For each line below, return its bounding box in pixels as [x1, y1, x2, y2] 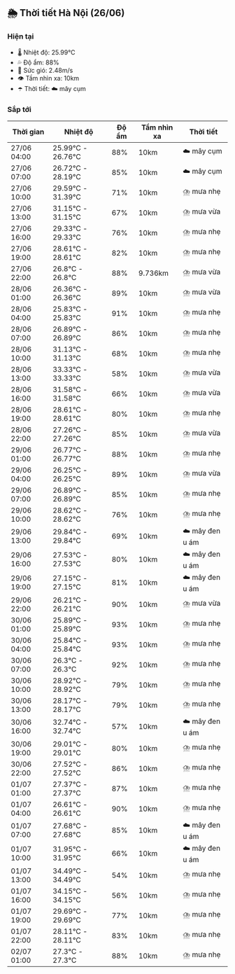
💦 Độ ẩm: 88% [17, 58, 59, 67]
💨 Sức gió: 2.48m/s [17, 66, 73, 74]
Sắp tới [7, 104, 31, 114]
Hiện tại [7, 32, 34, 41]
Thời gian [12, 127, 45, 137]
